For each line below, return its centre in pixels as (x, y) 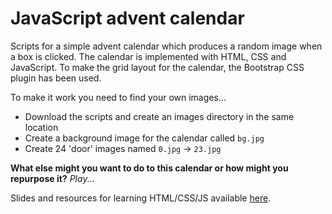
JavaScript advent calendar (127, 18)
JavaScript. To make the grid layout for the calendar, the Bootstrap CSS (157, 67)
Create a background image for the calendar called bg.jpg (144, 138)
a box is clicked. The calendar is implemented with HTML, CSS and (148, 56)
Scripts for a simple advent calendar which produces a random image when (166, 46)
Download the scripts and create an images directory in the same (159, 116)
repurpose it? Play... (52, 178)
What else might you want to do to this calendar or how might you (149, 168)
